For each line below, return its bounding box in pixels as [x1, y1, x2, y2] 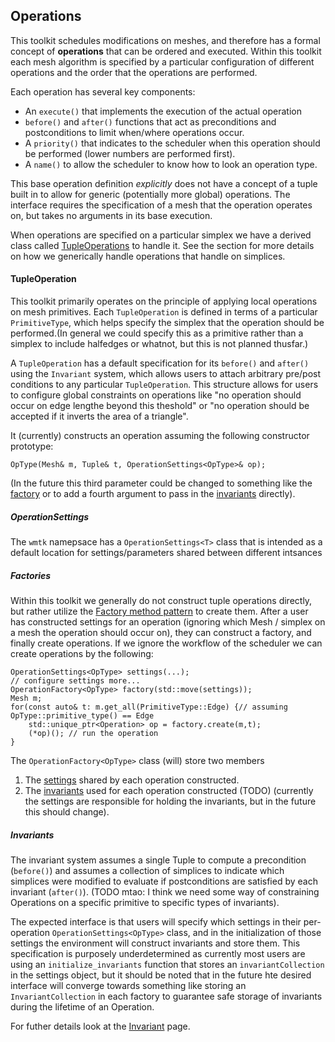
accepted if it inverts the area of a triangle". [10, 410, 189, 423]
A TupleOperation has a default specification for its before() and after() [10, 357, 310, 369]
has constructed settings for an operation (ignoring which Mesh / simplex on [10, 615, 326, 628]
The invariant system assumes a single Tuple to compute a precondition [10, 854, 307, 866]
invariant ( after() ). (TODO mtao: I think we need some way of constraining [10, 885, 320, 898]
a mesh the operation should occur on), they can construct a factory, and [10, 626, 312, 638]
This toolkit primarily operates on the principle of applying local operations [10, 295, 318, 308]
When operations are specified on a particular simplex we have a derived [10, 229, 312, 241]
